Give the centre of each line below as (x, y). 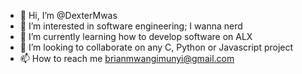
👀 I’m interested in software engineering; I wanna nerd (131, 26)
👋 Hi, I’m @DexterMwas (68, 15)
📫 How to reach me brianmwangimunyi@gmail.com (127, 58)
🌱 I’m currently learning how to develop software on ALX (136, 36)
